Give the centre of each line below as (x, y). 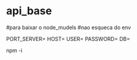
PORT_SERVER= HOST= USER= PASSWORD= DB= (68, 39)
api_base (29, 11)
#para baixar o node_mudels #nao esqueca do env (68, 27)
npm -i (14, 50)
